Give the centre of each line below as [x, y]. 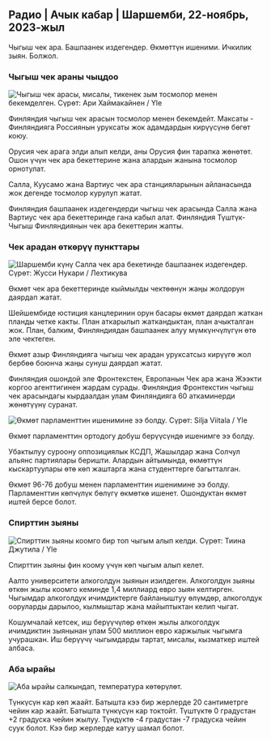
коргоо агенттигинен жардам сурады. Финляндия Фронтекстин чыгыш [131, 388]
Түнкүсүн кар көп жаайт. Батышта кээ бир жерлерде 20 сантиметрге [128, 702]
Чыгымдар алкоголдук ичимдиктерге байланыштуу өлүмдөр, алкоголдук [135, 598]
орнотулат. [27, 169]
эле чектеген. [32, 339]
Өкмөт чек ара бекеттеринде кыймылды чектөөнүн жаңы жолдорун [127, 289]
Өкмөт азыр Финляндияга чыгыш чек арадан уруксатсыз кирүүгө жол [130, 355]
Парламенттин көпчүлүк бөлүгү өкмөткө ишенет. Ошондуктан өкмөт [127, 493]
